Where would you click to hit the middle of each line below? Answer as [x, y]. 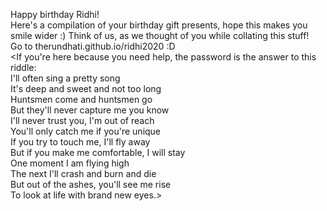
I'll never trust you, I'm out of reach [82, 120]
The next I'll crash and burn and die [83, 173]
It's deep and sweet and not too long [86, 88]
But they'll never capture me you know [90, 110]
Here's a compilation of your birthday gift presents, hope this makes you [159, 25]
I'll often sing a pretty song [65, 78]
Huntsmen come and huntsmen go [81, 99]
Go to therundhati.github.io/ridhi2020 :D [93, 46]
